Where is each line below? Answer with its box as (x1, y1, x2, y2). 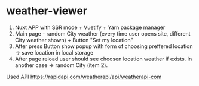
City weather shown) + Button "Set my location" (14, 36, 133, 43)
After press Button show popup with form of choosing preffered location (14, 43, 193, 50)
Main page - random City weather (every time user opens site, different (14, 30, 191, 37)
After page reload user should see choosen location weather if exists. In (14, 55, 192, 62)
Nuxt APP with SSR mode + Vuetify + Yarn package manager (14, 24, 166, 31)
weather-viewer (6, 4, 88, 18)
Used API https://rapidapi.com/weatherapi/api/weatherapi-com (6, 73, 162, 80)
